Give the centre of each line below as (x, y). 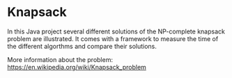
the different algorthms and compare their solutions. (82, 46)
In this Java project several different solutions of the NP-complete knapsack (116, 31)
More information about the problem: (60, 59)
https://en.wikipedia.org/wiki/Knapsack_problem (77, 67)
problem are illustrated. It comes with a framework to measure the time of (113, 38)
